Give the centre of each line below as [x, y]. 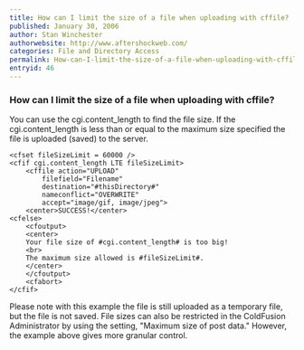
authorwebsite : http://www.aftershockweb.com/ [99, 43]
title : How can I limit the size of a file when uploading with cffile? [149, 18]
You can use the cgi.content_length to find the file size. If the [123, 119]
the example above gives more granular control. [99, 336]
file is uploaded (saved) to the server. [79, 139]
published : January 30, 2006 [64, 26]
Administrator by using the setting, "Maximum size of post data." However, [148, 326]
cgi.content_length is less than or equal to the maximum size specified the [147, 129]
